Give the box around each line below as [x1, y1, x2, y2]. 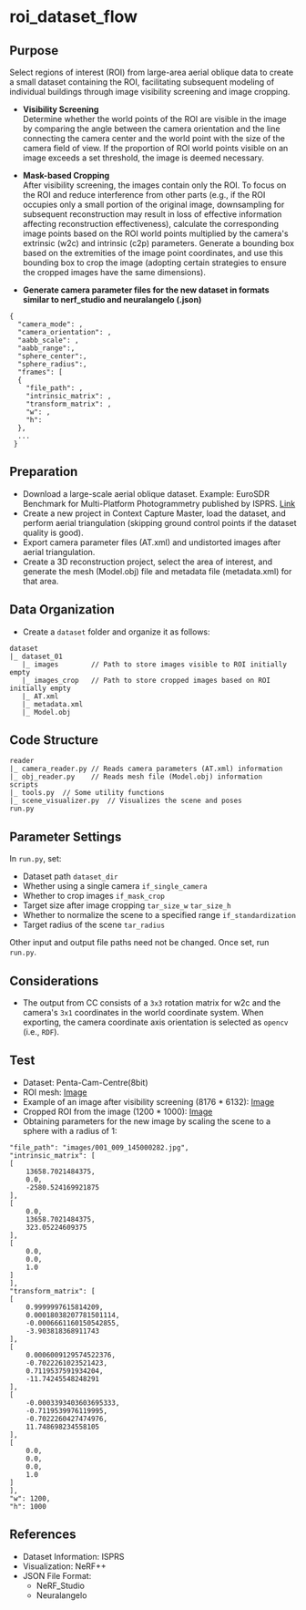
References [9, 1527, 76, 1543]
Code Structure [9, 732, 98, 748]
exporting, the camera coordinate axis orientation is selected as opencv [22, 1017, 289, 1027]
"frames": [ [17, 367, 64, 377]
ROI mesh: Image [22, 1087, 87, 1098]
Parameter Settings [9, 829, 122, 844]
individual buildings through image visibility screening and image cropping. [9, 87, 291, 97]
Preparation [9, 464, 78, 480]
